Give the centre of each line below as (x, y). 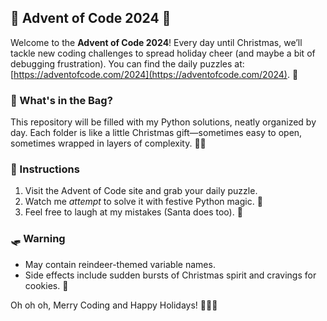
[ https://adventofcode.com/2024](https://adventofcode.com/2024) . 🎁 (154, 74)
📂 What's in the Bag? (61, 100)
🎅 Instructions (45, 169)
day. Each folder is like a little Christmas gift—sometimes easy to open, (156, 133)
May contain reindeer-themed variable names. (120, 264)
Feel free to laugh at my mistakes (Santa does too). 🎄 (133, 212)
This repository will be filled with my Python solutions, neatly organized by (163, 122)
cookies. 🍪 (46, 285)
